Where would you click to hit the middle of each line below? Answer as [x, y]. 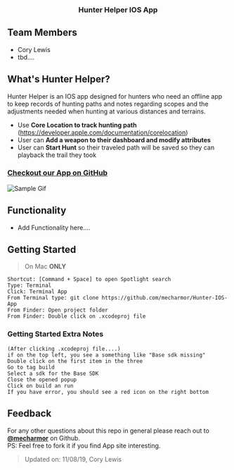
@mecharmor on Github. [44, 438]
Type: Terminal [30, 286]
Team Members [42, 33]
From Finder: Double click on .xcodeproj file [77, 316]
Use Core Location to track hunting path [77, 125]
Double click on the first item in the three [75, 361]
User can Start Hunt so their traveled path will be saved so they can [116, 147]
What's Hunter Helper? [59, 79]
